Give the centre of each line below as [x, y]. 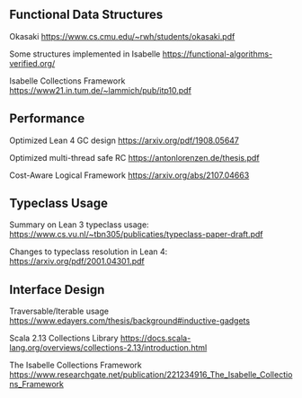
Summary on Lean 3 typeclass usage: [80, 225]
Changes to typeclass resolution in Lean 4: [89, 252]
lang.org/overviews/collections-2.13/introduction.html [108, 348]
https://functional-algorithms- [218, 54]
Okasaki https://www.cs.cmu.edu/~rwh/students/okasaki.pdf [122, 36]
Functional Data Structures [86, 15]
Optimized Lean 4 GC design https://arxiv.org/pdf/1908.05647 [124, 140]
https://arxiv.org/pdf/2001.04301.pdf [77, 261]
